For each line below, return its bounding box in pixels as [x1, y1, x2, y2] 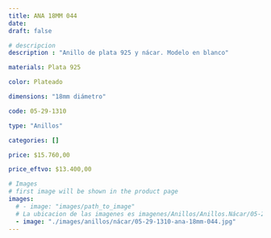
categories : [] [8, 136, 60, 144]
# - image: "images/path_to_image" [15, 203, 135, 211]
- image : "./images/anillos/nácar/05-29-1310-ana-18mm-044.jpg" [15, 217, 236, 226]
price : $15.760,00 [8, 151, 70, 159]
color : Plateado [8, 78, 63, 86]
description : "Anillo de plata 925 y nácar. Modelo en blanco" [8, 49, 229, 57]
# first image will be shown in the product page [8, 187, 179, 196]
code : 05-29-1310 [8, 106, 67, 115]
